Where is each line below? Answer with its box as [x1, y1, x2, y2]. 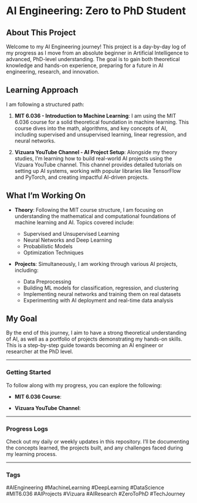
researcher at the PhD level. [6, 348, 73, 355]
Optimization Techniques [23, 249, 84, 256]
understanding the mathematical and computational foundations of [14, 212, 176, 219]
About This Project [6, 28, 76, 38]
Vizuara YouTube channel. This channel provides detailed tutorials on [14, 161, 182, 168]
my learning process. [6, 451, 57, 458]
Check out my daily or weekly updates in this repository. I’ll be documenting [6, 438, 189, 445]
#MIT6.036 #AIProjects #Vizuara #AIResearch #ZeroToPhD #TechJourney [6, 490, 185, 498]
